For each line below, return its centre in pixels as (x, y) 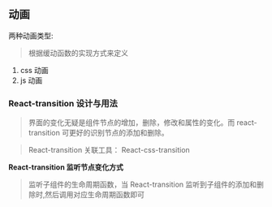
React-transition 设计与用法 (63, 103)
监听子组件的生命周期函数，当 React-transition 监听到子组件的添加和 (142, 184)
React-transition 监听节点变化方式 (66, 167)
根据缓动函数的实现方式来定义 (78, 53)
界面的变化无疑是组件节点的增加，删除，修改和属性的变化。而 (132, 123)
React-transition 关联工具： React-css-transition (109, 150)
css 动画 (34, 70)
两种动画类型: (31, 36)
